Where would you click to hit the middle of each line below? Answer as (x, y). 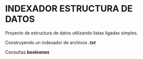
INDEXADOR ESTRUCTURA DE (69, 9)
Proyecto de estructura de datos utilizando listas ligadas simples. (71, 33)
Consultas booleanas (27, 52)
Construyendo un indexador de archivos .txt (50, 42)
